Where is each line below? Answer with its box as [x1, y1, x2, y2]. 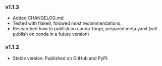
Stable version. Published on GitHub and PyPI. [12, 55, 109, 61]
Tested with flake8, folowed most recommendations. [12, 20, 122, 26]
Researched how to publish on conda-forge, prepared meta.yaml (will [12, 26, 157, 32]
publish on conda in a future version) [12, 31, 89, 37]
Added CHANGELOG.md [12, 15, 64, 21]
